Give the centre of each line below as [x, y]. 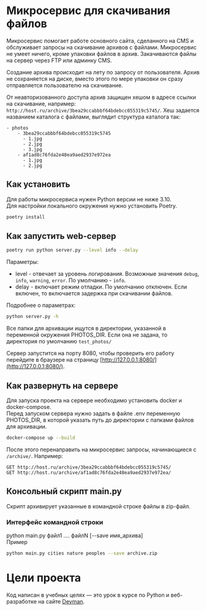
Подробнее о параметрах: [41, 305]
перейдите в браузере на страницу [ [54, 360]
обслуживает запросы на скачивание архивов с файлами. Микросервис [102, 47]
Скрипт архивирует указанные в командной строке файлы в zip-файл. [99, 506]
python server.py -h [33, 317]
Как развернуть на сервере [62, 385]
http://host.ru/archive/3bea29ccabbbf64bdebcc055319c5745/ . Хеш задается [103, 110]
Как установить [38, 185]
